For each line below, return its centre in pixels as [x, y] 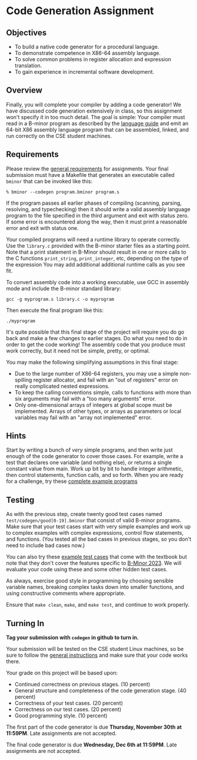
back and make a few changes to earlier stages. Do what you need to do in [97, 338]
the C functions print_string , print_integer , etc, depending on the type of [97, 258]
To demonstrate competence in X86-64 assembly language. [88, 53]
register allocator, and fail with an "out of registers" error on [106, 380]
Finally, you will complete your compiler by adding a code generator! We [94, 104]
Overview [24, 91]
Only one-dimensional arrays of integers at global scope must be [93, 404]
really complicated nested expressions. [62, 386]
